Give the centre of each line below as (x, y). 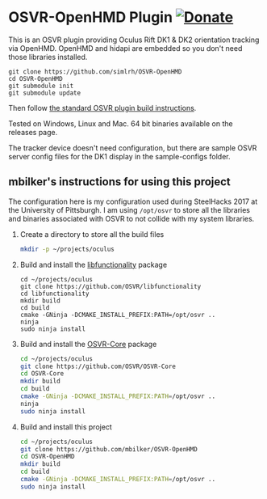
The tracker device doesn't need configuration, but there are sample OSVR (133, 148)
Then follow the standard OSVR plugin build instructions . (102, 108)
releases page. (33, 132)
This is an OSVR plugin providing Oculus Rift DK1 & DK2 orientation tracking (134, 40)
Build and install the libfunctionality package (94, 264)
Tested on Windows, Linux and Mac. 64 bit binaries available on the (121, 123)
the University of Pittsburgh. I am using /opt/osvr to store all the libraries (129, 209)
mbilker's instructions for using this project (120, 182)
